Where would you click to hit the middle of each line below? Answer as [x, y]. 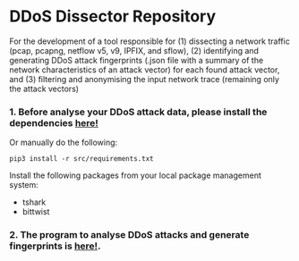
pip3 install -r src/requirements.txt [81, 159]
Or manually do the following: [64, 143]
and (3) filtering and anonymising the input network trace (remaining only [145, 79]
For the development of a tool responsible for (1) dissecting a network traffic [150, 41]
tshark [34, 202]
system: [24, 185]
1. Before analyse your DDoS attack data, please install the [138, 112]
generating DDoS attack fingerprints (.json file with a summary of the [137, 60]
